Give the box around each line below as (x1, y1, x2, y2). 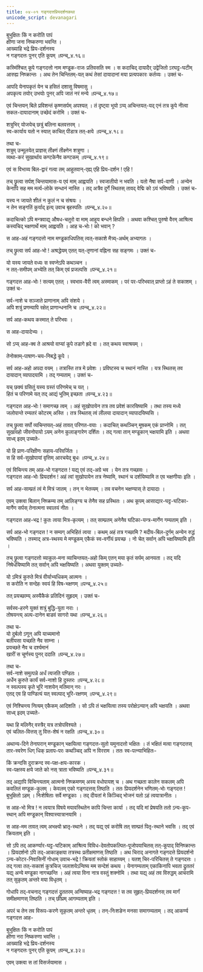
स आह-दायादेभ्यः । (6, 328, 44, 335)
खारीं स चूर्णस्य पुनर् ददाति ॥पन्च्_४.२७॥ (6, 650, 85, 658)
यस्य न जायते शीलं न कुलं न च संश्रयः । (6, 197, 82, 204)
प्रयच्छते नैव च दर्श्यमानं (6, 644, 49, 651)
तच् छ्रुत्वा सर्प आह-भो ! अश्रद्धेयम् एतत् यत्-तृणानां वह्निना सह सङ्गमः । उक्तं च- (6, 246, 156, 254)
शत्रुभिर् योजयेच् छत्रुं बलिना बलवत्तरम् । (6, 121, 81, 128)
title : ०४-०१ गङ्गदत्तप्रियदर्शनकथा (6, 8, 75, 15)
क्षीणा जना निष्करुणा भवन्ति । (6, 38, 62, 46)
